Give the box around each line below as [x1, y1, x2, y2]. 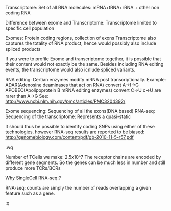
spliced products [5, 46, 41, 52]
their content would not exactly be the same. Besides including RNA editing [5, 61, 164, 67]
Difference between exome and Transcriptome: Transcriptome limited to [5, 20, 157, 26]
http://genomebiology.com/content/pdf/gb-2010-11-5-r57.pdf [5, 134, 134, 140]
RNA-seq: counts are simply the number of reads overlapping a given [5, 185, 151, 191]
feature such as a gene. [5, 190, 55, 196]
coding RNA [5, 10, 31, 16]
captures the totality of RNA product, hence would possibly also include [5, 40, 157, 46]
